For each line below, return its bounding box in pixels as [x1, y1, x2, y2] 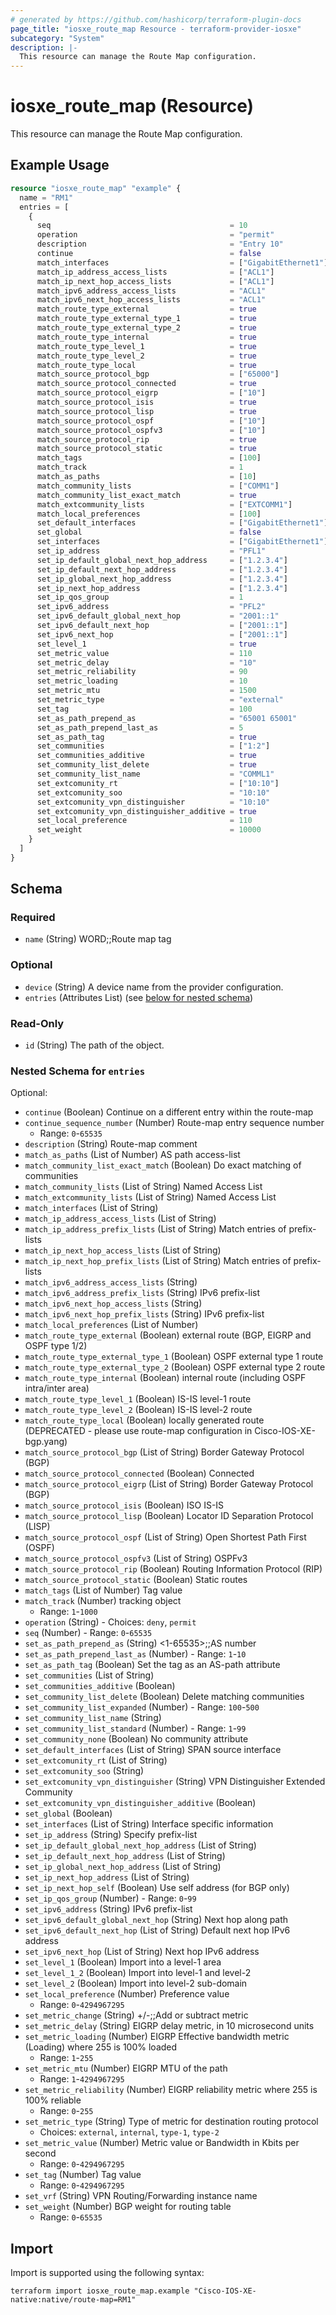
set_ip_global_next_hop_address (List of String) [24, 1861, 222, 1873]
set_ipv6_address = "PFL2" [36, 602, 267, 612]
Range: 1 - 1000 [39, 1606, 98, 1618]
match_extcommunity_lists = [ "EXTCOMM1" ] [36, 499, 293, 510]
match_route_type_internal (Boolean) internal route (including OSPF [24, 1372, 307, 1384]
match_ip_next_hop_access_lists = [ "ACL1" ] [36, 276, 275, 286]
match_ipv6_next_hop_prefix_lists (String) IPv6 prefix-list [24, 1308, 265, 1320]
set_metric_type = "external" [36, 695, 284, 705]
